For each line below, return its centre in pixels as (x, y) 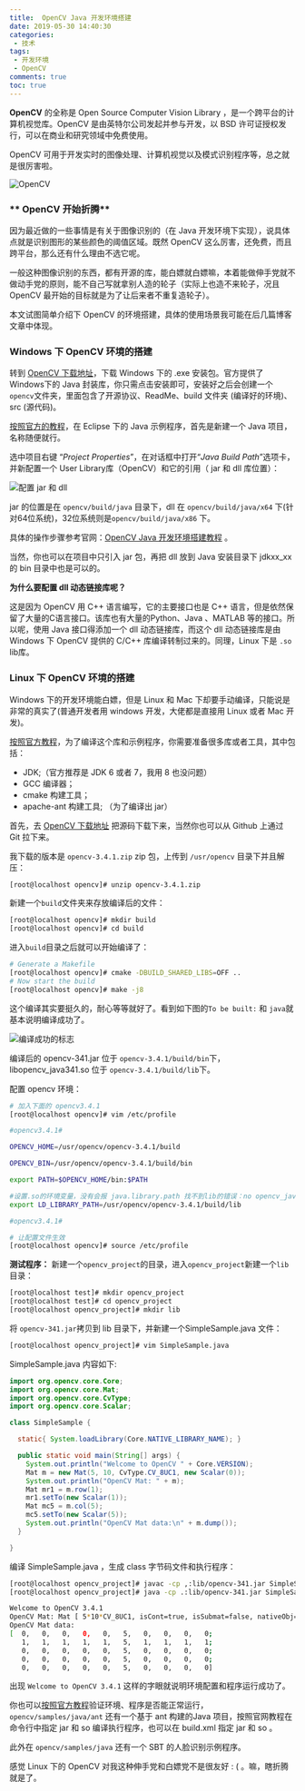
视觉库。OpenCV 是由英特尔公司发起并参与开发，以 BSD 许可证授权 (152, 123)
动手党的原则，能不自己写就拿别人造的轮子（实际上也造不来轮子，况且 (148, 283)
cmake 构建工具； (56, 794)
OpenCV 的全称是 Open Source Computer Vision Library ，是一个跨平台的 (148, 112)
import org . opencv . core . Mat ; (64, 1390)
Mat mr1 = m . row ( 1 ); (64, 1490)
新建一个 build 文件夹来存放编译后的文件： (87, 903)
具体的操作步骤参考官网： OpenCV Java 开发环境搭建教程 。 (121, 537)
